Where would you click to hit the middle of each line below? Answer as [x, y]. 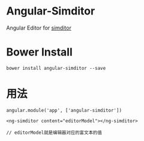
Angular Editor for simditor [39, 28]
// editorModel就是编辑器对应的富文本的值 [54, 133]
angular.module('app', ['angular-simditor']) [64, 110]
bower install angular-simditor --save [56, 68]
